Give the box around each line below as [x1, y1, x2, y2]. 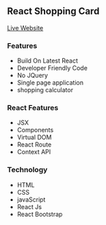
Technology [7, 165, 48, 175]
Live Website [7, 23, 44, 32]
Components [16, 126, 54, 134]
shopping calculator [16, 86, 74, 94]
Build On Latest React [16, 56, 79, 65]
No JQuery [16, 72, 49, 80]
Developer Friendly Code [16, 64, 88, 72]
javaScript [16, 195, 46, 204]
